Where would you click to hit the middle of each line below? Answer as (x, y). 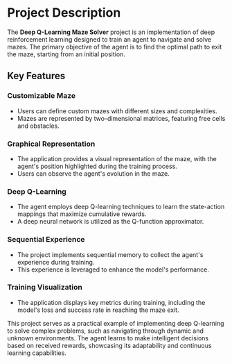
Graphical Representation (51, 144)
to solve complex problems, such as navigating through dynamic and (106, 331)
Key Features (36, 76)
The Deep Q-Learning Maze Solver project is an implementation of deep (111, 32)
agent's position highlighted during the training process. (97, 166)
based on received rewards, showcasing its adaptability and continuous (109, 345)
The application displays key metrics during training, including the (111, 302)
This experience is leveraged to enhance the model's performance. (113, 270)
